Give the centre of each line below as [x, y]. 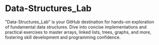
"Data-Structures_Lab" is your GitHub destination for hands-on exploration [79, 22]
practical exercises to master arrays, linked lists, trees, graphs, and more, [78, 32]
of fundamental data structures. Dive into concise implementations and [76, 27]
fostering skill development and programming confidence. [63, 37]
